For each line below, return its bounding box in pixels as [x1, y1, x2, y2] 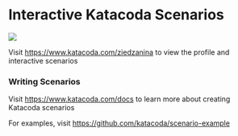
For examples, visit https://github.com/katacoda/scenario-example [8, 118, 230, 128]
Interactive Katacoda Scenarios [8, 6, 224, 24]
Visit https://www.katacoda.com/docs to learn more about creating [8, 94, 231, 104]
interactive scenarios [8, 56, 78, 65]
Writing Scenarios [8, 76, 81, 87]
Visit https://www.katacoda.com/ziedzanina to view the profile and [8, 47, 230, 57]
